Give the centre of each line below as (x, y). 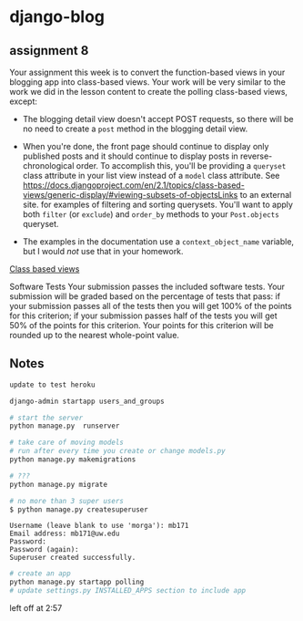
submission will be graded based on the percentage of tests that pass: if (145, 296)
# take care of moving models (67, 443)
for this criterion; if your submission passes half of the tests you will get (143, 316)
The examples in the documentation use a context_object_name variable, (158, 242)
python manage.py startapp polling (77, 582)
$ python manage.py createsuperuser (79, 509)
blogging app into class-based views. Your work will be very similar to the (148, 82)
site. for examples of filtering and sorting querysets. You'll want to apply (158, 204)
